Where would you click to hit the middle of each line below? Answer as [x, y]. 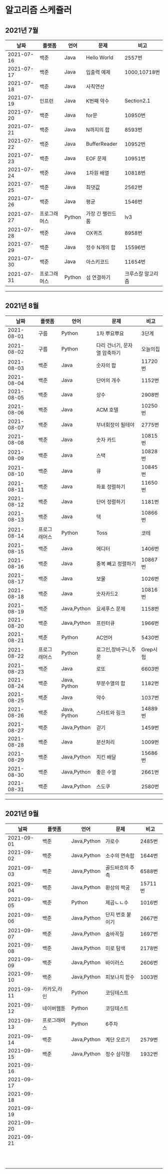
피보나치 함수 [120, 977]
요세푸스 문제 [111, 609]
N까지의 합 [98, 130]
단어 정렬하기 [111, 502]
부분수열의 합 [111, 683]
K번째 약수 [97, 101]
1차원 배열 [97, 173]
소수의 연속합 [120, 856]
